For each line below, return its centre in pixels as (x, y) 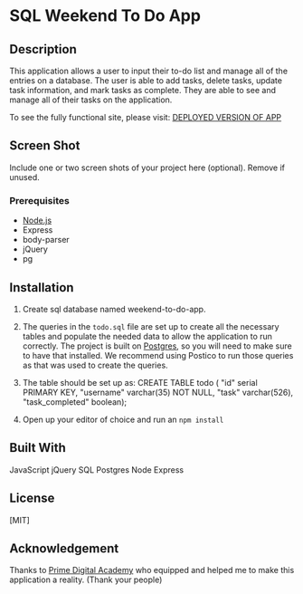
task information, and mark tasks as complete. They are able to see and (142, 90)
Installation (42, 287)
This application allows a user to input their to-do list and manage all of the (148, 71)
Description (43, 49)
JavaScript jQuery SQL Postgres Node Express (96, 469)
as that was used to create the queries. (95, 365)
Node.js (37, 220)
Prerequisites (39, 200)
